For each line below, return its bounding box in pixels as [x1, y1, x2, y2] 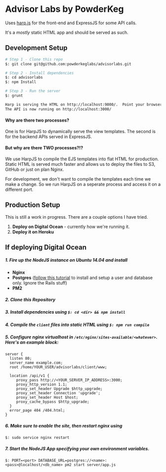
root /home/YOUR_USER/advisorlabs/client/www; [9, 365, 107, 370]
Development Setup [5, 44, 68, 52]
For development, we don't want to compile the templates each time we [5, 176, 151, 182]
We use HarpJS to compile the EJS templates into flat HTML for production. [5, 156, 159, 162]
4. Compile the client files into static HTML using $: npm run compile [5, 322, 150, 328]
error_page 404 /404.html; [9, 408, 65, 413]
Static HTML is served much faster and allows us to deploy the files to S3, [5, 161, 156, 167]
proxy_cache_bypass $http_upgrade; [16, 399, 90, 404]
